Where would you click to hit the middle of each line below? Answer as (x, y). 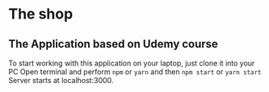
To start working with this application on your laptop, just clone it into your (132, 63)
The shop (41, 14)
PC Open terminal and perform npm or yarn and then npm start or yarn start (135, 72)
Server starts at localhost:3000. (61, 80)
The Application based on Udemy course (113, 44)
